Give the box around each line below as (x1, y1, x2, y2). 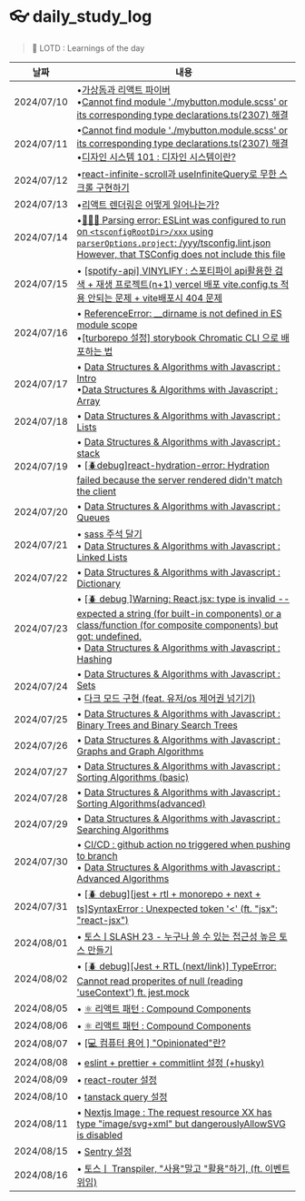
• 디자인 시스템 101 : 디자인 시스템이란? (76, 150, 236, 163)
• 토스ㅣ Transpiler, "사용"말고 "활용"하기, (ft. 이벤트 (76, 1162, 290, 1175)
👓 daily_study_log (9, 6, 152, 27)
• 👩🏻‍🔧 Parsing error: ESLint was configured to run (76, 214, 286, 227)
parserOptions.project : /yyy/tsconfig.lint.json (76, 237, 271, 249)
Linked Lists (76, 550, 128, 563)
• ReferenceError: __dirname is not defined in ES (76, 307, 282, 319)
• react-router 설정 (76, 1074, 157, 1086)
